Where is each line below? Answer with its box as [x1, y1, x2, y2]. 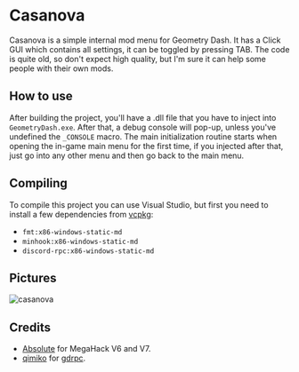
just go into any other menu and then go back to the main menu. [9, 150, 245, 161]
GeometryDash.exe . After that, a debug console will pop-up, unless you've [9, 122, 277, 132]
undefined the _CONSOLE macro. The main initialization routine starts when [9, 131, 278, 142]
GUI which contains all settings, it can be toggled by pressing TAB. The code [9, 44, 290, 54]
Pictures [9, 270, 57, 285]
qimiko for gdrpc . [21, 352, 86, 364]
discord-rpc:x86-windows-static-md [21, 246, 155, 256]
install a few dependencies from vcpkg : [9, 209, 154, 219]
